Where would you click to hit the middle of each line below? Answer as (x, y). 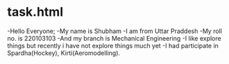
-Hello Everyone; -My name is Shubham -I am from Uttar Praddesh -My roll (114, 31)
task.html (35, 12)
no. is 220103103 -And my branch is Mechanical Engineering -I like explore (114, 38)
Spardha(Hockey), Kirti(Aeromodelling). (63, 53)
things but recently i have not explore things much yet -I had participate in (113, 45)
